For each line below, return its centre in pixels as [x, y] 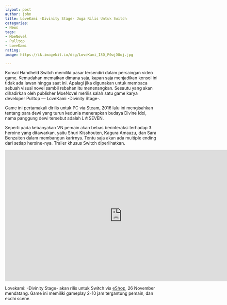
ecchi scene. [18, 299]
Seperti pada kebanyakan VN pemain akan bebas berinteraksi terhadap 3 [78, 128]
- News [12, 28]
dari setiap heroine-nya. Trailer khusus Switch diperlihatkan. [65, 143]
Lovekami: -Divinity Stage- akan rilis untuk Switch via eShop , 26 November [80, 288]
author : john [18, 14]
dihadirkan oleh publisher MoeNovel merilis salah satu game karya [72, 93]
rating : [13, 50]
